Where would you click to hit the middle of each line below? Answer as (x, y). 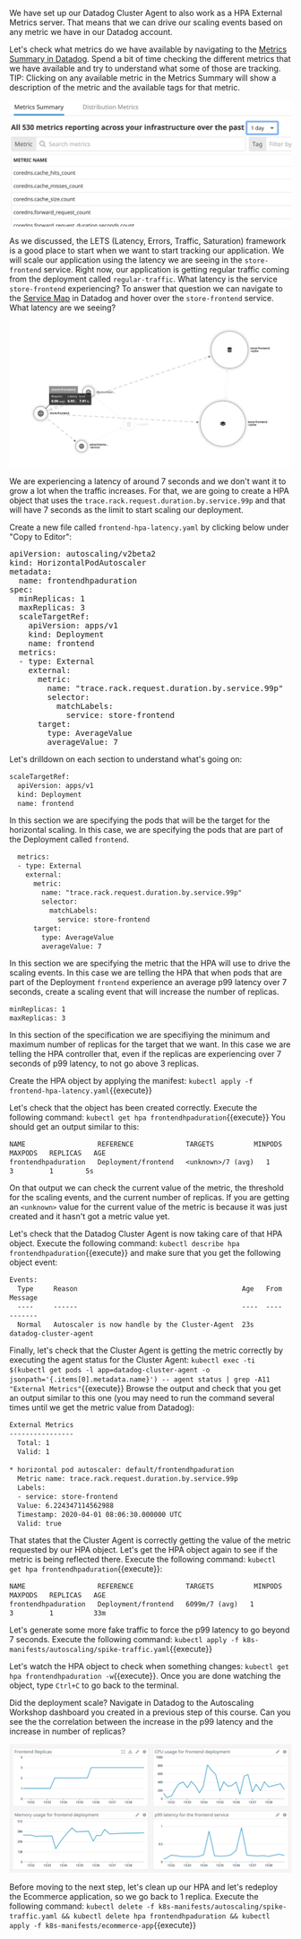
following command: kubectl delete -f (82, 1906)
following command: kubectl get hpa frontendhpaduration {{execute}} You (147, 1117)
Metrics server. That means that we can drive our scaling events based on (146, 22)
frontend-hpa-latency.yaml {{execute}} (81, 1091)
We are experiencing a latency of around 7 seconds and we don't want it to (148, 481)
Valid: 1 (34, 1452)
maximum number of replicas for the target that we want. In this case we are (150, 1044)
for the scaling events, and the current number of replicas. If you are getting (149, 1198)
